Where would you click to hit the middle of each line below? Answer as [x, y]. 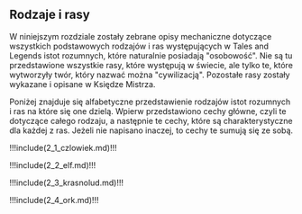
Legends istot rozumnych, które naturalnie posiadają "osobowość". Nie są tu [151, 55]
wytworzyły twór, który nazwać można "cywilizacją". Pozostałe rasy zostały [150, 75]
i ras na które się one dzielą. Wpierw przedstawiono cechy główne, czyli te [148, 111]
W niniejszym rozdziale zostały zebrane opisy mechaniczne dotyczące [141, 36]
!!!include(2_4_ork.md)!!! [54, 200]
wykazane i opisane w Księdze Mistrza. [82, 84]
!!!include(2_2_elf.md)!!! [53, 165]
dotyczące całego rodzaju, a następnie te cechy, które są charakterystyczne [151, 120]
